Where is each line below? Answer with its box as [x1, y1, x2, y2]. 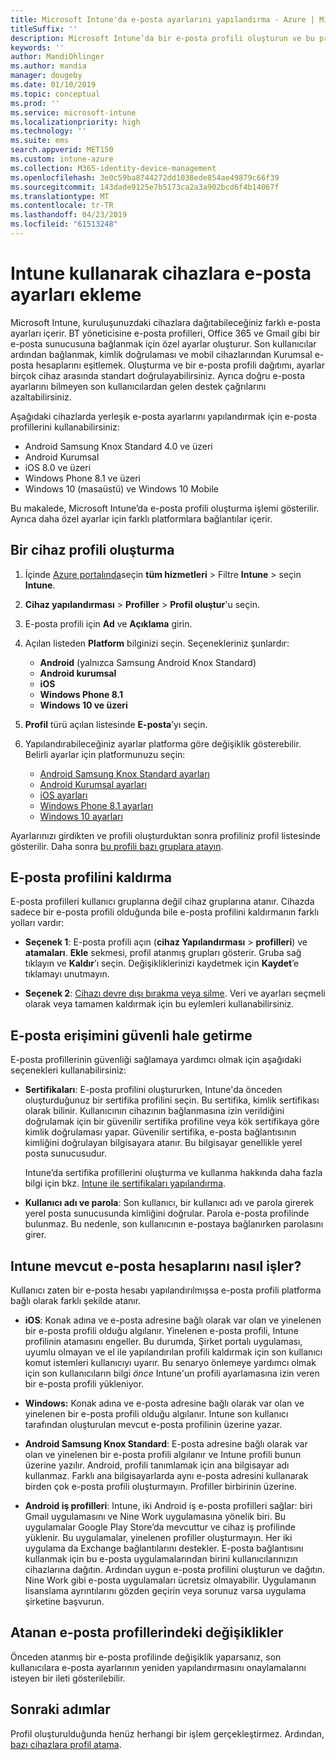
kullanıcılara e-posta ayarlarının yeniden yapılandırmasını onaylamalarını [10, 1661, 307, 1673]
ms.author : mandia [10, 61, 87, 71]
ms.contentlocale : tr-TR [10, 201, 114, 211]
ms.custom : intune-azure [10, 154, 114, 164]
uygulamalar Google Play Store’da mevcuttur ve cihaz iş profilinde [24, 1521, 296, 1533]
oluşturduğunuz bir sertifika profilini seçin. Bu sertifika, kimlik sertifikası [24, 1094, 320, 1106]
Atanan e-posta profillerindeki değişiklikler [10, 1624, 284, 1641]
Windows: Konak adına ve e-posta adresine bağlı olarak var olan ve [24, 1397, 305, 1410]
